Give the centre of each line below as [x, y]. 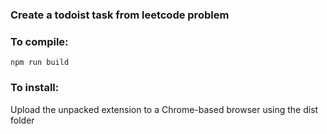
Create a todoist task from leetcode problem [120, 15]
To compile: [39, 41]
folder [22, 120]
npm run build [40, 63]
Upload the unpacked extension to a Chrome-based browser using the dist [164, 109]
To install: [35, 88]
